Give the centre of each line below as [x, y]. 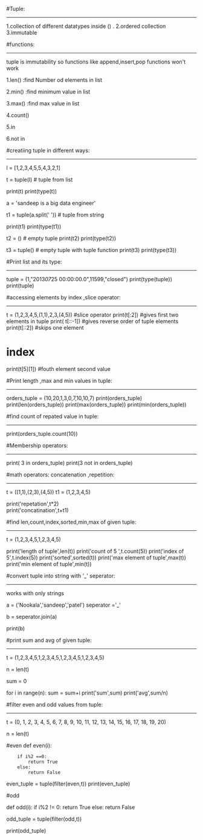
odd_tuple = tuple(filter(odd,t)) [44, 819]
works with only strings [35, 593]
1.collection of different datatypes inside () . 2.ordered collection [86, 26]
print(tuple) [20, 285]
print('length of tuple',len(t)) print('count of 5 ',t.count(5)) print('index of [95, 551]
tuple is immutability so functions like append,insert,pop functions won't [96, 62]
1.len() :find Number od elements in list [54, 80]
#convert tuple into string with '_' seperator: [61, 576]
